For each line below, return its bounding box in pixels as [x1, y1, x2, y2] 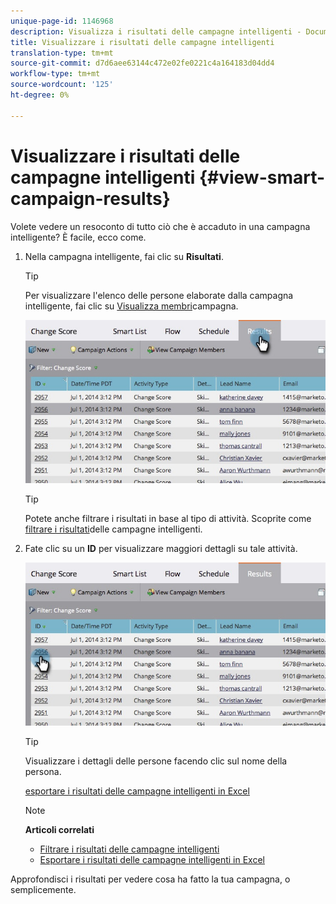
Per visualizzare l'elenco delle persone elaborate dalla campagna [24, 289, 294, 301]
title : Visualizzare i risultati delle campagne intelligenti [10, 37, 275, 47]
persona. [24, 766, 62, 778]
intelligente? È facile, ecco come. [10, 231, 147, 243]
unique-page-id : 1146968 [10, 16, 114, 26]
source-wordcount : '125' [10, 80, 114, 90]
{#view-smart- [198, 166, 326, 189]
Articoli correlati [24, 824, 95, 836]
